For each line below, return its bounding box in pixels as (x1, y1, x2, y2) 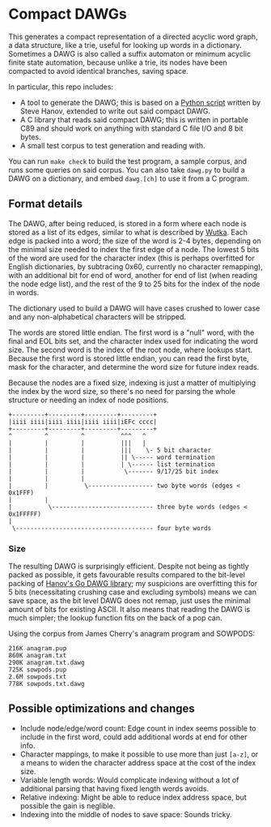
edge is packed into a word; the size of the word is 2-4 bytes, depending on (8, 236, 261, 246)
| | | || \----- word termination (8, 453, 216, 461)
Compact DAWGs (8, 5, 127, 24)
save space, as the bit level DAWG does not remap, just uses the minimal (8, 596, 251, 606)
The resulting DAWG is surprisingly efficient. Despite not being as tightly (8, 561, 249, 572)
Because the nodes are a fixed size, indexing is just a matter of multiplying (8, 378, 256, 388)
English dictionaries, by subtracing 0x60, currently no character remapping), (8, 261, 263, 272)
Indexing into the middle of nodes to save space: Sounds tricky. (19, 809, 232, 819)
